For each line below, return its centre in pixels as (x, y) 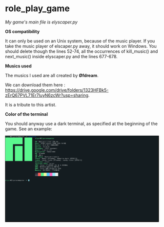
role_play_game (37, 9)
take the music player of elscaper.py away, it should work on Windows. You (81, 46)
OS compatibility (22, 31)
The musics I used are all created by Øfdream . (52, 75)
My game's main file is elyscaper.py (41, 22)
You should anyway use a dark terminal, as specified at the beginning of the (81, 124)
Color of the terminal (26, 114)
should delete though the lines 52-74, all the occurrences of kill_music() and (82, 51)
